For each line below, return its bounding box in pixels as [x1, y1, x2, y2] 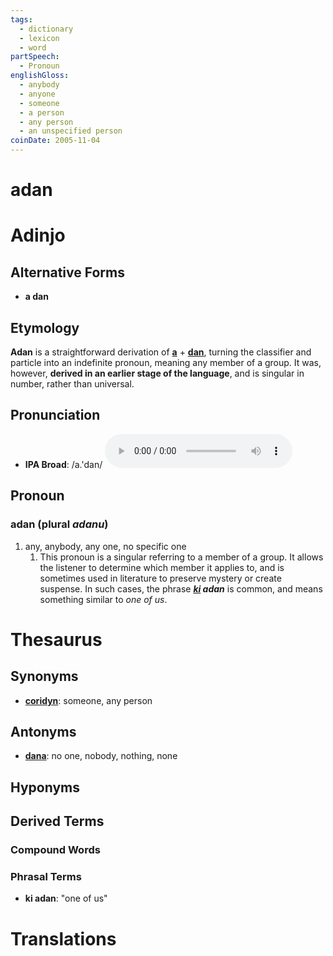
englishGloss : [10, 71, 70, 81]
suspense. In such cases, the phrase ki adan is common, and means [39, 582, 323, 595]
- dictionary [19, 24, 74, 34]
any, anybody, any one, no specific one [24, 540, 187, 552]
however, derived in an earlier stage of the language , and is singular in [10, 367, 305, 379]
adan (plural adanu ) [10, 517, 109, 531]
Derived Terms [10, 813, 105, 830]
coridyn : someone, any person [24, 694, 153, 706]
